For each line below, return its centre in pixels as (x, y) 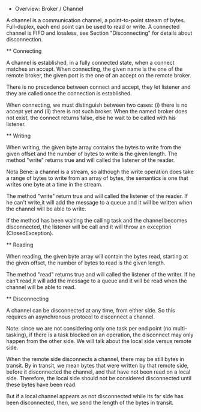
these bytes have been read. (41, 384)
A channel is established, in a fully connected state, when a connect (91, 63)
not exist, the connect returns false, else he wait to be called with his (91, 118)
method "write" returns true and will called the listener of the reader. (91, 160)
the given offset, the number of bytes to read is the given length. (86, 263)
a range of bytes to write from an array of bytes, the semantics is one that (97, 178)
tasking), (17, 335)
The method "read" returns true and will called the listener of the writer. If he (101, 274)
